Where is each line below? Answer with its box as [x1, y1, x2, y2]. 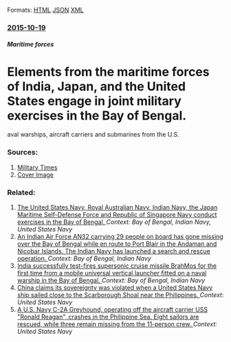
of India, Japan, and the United [7, 78, 186, 94]
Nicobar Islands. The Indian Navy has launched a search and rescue [16, 247, 211, 255]
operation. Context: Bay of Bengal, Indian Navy [16, 254, 151, 263]
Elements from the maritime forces [7, 64, 210, 80]
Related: [7, 187, 36, 197]
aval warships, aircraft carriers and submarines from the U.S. [7, 130, 180, 139]
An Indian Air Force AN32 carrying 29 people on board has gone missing [16, 233, 223, 241]
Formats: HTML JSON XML [7, 6, 84, 14]
